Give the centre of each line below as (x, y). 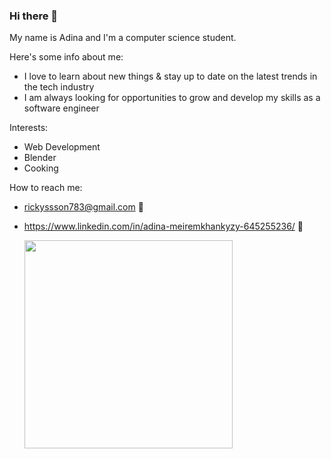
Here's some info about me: (66, 57)
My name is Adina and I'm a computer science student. (123, 38)
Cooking (41, 168)
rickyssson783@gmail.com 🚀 (83, 207)
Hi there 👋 (34, 16)
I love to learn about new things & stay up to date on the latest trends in (170, 76)
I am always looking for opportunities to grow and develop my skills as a (172, 98)
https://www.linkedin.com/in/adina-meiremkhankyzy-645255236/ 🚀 (163, 226)
